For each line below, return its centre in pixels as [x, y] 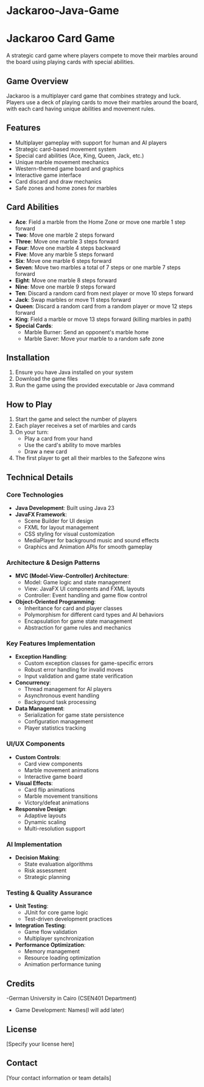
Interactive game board [54, 777]
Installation [28, 357]
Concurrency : [33, 683]
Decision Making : [38, 858]
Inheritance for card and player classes [73, 608]
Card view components [53, 764]
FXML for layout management [62, 527]
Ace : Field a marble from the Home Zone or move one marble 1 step [100, 222]
